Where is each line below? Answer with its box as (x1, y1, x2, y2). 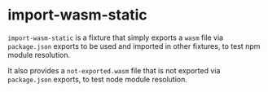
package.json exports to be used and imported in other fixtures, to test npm (7, 41, 261, 50)
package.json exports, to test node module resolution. (7, 74, 188, 84)
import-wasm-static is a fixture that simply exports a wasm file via (7, 33, 224, 42)
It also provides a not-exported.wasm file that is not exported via (7, 65, 221, 75)
